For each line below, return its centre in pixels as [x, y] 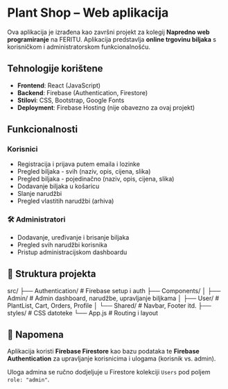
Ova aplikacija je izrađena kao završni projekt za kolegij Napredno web [108, 32]
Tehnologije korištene [55, 68]
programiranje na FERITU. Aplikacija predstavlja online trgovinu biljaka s [112, 39]
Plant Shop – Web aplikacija [88, 13]
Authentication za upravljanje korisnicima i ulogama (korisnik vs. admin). [112, 358]
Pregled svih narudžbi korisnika [62, 245]
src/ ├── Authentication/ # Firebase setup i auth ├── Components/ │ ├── [114, 290]
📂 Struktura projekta [52, 274]
